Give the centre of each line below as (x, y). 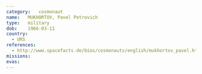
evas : (13, 61)
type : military (28, 23)
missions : (19, 56)
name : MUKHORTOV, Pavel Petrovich (52, 17)
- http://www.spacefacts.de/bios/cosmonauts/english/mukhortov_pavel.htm (106, 51)
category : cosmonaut (35, 12)
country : (17, 34)
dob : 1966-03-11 (31, 28)
